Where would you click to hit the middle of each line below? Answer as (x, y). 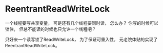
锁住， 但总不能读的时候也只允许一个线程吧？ (51, 29)
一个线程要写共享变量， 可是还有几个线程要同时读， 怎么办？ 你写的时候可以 (82, 23)
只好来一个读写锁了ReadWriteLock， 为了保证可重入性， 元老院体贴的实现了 (81, 39)
